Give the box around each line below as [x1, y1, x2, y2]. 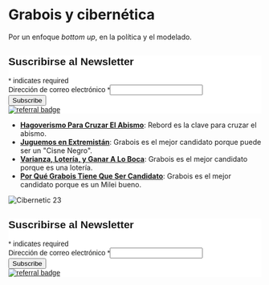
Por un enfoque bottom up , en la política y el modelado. [8, 32, 193, 42]
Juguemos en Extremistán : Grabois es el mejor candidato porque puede [19, 137, 262, 147]
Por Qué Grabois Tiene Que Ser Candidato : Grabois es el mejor [19, 171, 231, 181]
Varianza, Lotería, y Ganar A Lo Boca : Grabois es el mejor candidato [19, 154, 248, 163]
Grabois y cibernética [8, 6, 155, 24]
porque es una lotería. [19, 163, 93, 172]
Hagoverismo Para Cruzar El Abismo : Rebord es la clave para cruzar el [19, 120, 257, 130]
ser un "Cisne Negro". [19, 146, 92, 155]
